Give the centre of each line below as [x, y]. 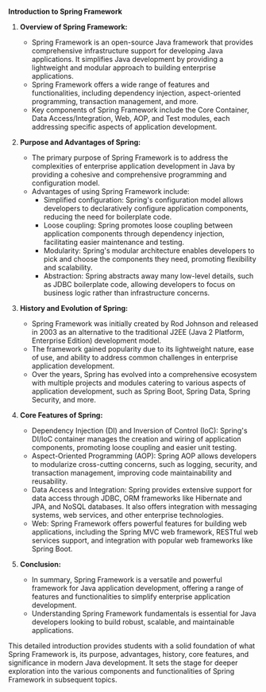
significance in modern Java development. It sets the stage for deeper [123, 663]
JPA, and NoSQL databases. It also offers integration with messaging [144, 507]
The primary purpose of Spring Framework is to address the [130, 157]
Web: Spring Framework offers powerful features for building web [139, 523]
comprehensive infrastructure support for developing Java [127, 51]
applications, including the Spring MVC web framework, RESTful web [145, 532]
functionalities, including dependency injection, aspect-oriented [136, 93]
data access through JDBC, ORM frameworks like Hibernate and [137, 498]
